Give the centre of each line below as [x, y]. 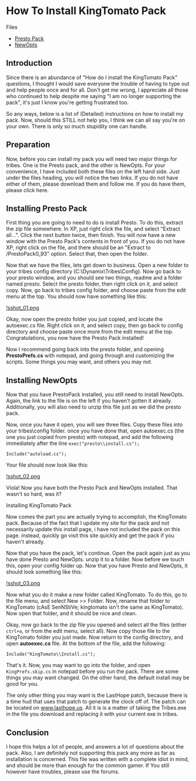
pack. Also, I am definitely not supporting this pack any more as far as [91, 753]
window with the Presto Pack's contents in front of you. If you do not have [96, 242]
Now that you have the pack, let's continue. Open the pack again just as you [98, 553]
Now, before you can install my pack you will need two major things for [92, 159]
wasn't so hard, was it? [34, 494]
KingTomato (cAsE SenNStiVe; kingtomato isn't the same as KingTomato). [95, 607]
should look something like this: [44, 572]
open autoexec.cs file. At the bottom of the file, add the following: [86, 643]
